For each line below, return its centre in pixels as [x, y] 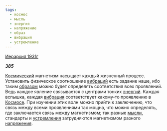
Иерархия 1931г [22, 56]
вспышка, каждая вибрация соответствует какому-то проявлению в [78, 97]
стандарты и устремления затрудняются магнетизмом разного [73, 118]
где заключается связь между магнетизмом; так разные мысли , [74, 113]
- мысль [18, 19]
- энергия [20, 24]
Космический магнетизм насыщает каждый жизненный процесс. [75, 76]
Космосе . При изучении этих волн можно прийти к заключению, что [79, 102]
